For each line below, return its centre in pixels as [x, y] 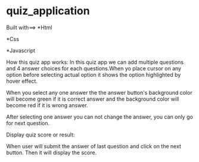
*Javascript [21, 50]
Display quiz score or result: [41, 135]
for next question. [28, 123]
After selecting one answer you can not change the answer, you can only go [100, 117]
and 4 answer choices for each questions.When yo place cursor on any [94, 68]
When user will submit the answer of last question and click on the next [94, 146]
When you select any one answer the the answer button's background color [99, 92]
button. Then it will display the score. [52, 152]
